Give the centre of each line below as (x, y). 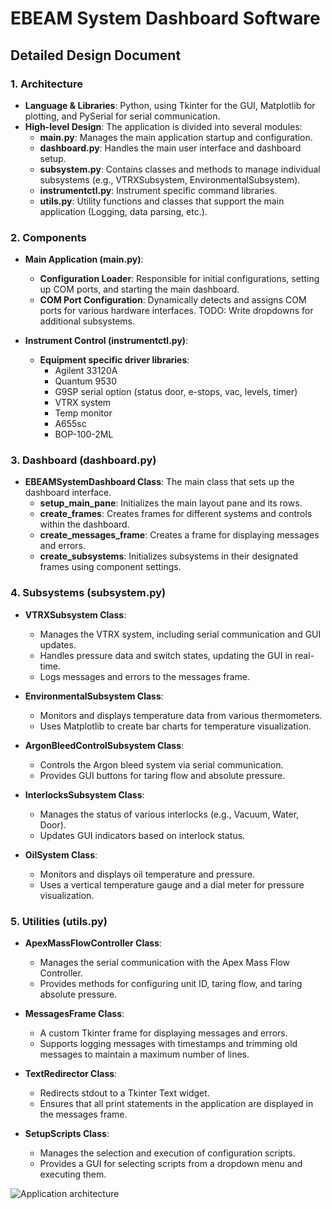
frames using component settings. (110, 567)
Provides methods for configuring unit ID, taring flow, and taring (171, 984)
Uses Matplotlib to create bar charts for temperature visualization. (175, 726)
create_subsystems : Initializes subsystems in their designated (168, 556)
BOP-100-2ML (84, 434)
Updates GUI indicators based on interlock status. (142, 835)
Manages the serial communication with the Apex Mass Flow (164, 963)
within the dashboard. (84, 524)
